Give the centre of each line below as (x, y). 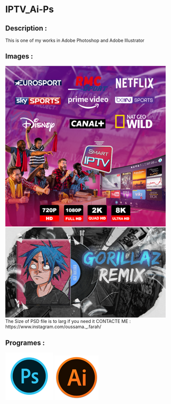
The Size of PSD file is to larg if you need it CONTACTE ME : (68, 321)
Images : (19, 56)
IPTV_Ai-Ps (30, 9)
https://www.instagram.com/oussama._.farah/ (53, 327)
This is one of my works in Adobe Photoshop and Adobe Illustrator (75, 40)
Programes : (25, 343)
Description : (26, 28)
